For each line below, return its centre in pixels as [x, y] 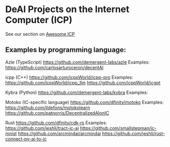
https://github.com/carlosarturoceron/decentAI [55, 67]
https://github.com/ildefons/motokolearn [48, 108]
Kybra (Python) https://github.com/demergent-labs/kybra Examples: [77, 92]
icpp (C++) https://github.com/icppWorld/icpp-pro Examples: [69, 77]
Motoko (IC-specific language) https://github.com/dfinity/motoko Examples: [84, 102]
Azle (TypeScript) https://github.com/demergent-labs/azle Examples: [77, 62]
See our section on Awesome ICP [40, 34]
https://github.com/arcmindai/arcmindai [59, 133]
